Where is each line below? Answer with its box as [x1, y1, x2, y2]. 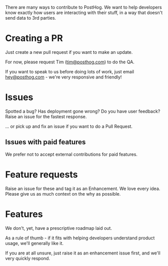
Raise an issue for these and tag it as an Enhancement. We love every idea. [5, 186, 160, 192]
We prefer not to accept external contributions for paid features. [5, 151, 138, 157]
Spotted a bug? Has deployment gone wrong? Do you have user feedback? [5, 108, 160, 114]
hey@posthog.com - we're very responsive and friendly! [5, 74, 122, 80]
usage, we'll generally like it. [5, 240, 64, 246]
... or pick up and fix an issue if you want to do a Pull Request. [5, 123, 133, 129]
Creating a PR [5, 33, 63, 44]
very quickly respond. [5, 255, 50, 261]
